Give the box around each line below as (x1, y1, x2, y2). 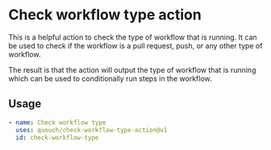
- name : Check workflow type (8, 119, 106, 127)
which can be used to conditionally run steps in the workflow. (8, 73, 212, 83)
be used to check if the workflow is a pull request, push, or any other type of (8, 40, 263, 50)
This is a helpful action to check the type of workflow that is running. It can (8, 32, 257, 42)
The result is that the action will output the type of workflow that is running (8, 65, 256, 74)
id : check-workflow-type (15, 133, 99, 142)
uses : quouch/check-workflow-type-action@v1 (15, 126, 168, 134)
